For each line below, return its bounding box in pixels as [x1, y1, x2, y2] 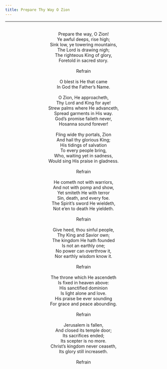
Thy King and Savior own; [57, 232, 110, 238]
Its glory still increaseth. [59, 348, 108, 354]
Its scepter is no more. [60, 338, 107, 344]
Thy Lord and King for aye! [56, 100, 111, 106]
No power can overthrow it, [55, 247, 112, 254]
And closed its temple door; [55, 327, 112, 333]
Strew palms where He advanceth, [48, 105, 119, 111]
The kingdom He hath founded [52, 237, 115, 243]
